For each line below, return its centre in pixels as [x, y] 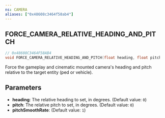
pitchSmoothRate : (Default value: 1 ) [49, 110]
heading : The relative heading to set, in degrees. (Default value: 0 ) [79, 99]
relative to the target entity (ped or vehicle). [49, 72]
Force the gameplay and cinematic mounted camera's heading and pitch [78, 67]
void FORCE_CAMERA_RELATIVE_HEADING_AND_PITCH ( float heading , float [77, 58]
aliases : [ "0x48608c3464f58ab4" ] [39, 14]
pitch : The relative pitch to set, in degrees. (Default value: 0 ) [73, 105]
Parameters [23, 88]
